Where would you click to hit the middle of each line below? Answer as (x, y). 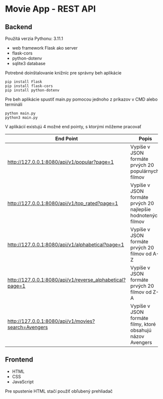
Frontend (19, 360)
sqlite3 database (29, 63)
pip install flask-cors (29, 86)
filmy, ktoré (143, 324)
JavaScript (23, 382)
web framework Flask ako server (45, 48)
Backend (19, 27)
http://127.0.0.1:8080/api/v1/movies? (51, 321)
